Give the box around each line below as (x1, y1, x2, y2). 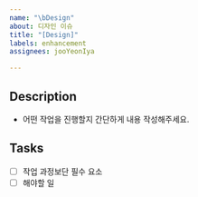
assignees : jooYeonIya (9, 47, 95, 56)
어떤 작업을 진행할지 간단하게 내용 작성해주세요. (22, 113, 190, 124)
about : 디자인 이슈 (9, 22, 73, 31)
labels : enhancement (9, 38, 88, 48)
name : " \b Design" (9, 13, 75, 23)
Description (9, 88, 77, 104)
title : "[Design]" (9, 30, 79, 39)
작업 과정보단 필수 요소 (22, 165, 103, 177)
